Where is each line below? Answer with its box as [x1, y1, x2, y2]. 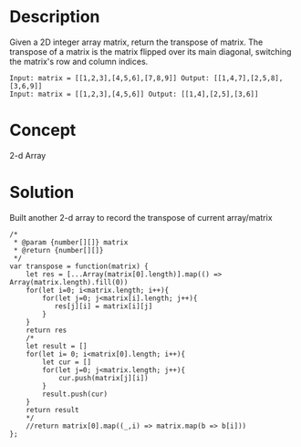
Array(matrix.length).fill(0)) [9, 277, 129, 286]
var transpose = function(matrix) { [9, 262, 149, 271]
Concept [9, 120, 77, 140]
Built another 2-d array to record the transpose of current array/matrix [9, 212, 273, 223]
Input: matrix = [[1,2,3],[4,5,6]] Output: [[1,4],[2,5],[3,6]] [9, 89, 259, 99]
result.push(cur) [42, 390, 108, 399]
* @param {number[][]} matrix [13, 237, 129, 247]
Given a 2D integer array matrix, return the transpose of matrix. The [9, 36, 264, 47]
